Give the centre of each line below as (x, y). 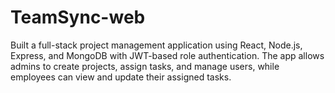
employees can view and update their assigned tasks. (121, 77)
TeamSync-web (78, 17)
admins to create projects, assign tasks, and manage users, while (145, 66)
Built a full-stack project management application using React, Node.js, (156, 45)
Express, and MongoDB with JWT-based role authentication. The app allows (167, 55)
